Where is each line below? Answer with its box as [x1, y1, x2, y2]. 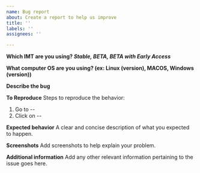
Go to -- [14, 106, 35, 113]
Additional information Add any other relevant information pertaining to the [6, 154, 193, 161]
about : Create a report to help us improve [6, 14, 117, 20]
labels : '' [6, 25, 34, 32]
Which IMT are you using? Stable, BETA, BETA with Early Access [6, 53, 171, 60]
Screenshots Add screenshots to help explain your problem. [6, 142, 156, 149]
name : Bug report [6, 8, 50, 15]
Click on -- [14, 112, 42, 120]
